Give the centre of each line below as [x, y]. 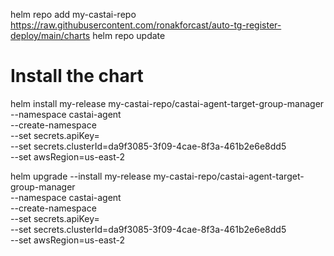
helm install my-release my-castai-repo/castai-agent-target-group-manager [167, 103]
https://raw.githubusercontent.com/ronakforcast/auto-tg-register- [146, 25]
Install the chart [77, 76]
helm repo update [129, 35]
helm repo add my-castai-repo [73, 14]
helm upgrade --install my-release [81, 176]
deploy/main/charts [50, 35]
